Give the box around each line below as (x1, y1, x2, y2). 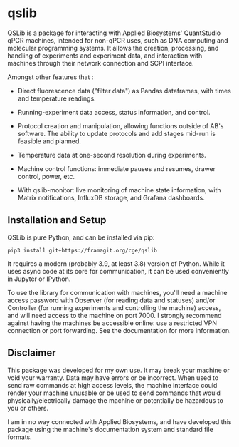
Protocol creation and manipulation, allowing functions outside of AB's (17, 121, 224, 130)
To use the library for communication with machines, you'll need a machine (7, 288, 228, 297)
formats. (7, 433, 32, 441)
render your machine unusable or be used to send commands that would (7, 389, 221, 397)
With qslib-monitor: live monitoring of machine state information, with (17, 185, 222, 194)
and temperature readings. (17, 94, 96, 103)
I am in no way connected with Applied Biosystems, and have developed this (7, 417, 232, 426)
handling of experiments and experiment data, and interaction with (7, 51, 203, 60)
